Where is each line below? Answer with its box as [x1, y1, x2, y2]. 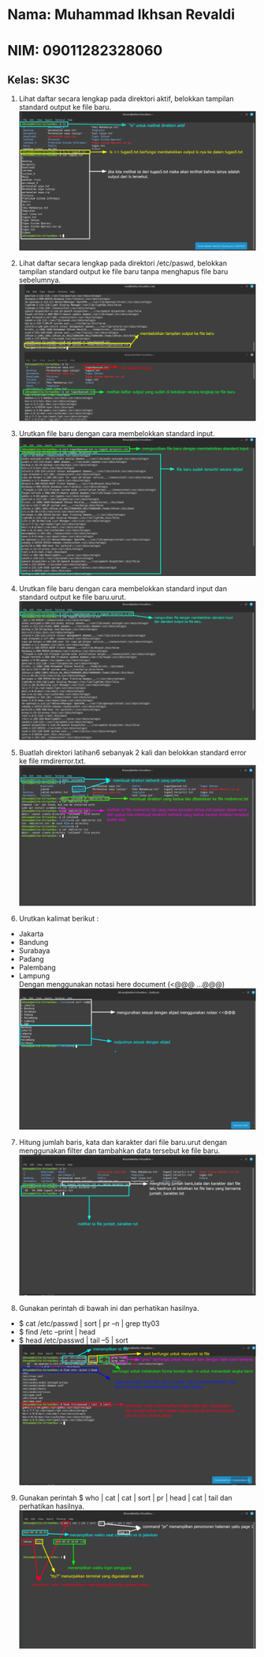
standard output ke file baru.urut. [18, 592, 127, 601]
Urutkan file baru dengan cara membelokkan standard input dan [18, 583, 228, 593]
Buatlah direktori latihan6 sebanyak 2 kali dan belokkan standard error [18, 748, 247, 758]
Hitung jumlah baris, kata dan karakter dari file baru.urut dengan [18, 1137, 228, 1147]
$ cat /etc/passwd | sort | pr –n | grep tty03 [18, 1318, 160, 1328]
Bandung [18, 937, 49, 947]
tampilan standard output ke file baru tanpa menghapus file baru [18, 267, 229, 277]
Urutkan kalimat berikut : [18, 913, 99, 923]
